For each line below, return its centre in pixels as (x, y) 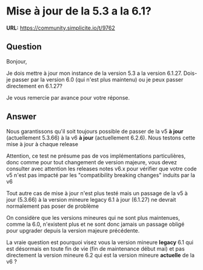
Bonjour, (17, 61)
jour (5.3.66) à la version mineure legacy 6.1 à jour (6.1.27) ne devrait (91, 199)
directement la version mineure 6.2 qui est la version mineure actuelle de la (101, 255)
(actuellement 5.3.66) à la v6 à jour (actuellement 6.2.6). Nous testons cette (101, 138)
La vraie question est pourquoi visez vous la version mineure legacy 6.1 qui (100, 242)
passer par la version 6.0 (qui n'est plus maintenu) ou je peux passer (98, 79)
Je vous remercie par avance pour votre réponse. (68, 97)
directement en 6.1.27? (34, 86)
